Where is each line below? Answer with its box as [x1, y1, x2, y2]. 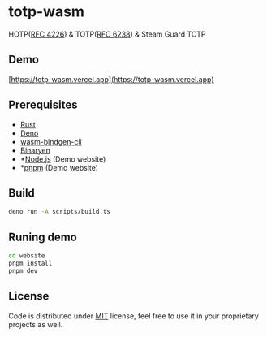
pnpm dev [8, 266, 38, 274]
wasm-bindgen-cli [19, 136, 83, 146]
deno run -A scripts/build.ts [8, 208, 111, 216]
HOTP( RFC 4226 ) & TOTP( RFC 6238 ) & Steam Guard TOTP [8, 29, 206, 39]
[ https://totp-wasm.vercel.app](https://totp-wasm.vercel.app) [8, 74, 214, 84]
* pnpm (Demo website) [19, 162, 99, 172]
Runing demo [8, 230, 77, 244]
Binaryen [19, 145, 50, 155]
